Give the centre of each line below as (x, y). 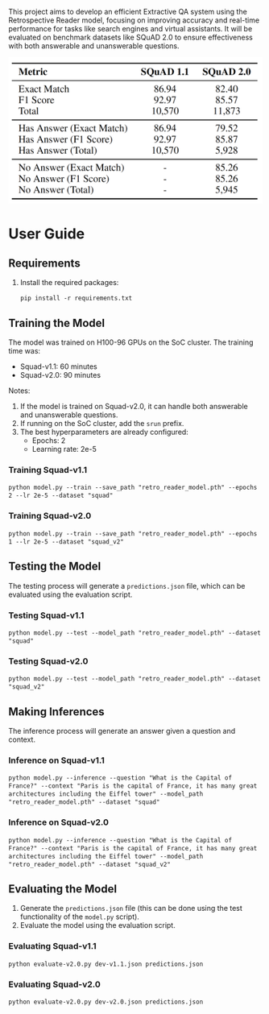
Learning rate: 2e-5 (64, 449)
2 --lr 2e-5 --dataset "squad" (61, 496)
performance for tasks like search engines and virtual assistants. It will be (130, 29)
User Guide (47, 234)
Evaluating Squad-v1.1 (52, 946)
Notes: (19, 391)
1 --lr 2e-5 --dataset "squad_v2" (66, 542)
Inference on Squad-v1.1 (56, 760)
